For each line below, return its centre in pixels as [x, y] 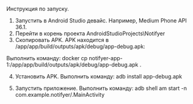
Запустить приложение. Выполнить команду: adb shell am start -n [101, 88]
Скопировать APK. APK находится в [62, 40]
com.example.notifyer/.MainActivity [60, 95]
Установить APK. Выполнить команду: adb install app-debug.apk [99, 76]
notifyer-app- [106, 58]
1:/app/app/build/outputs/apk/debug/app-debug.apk [72, 64]
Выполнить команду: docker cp [47, 58]
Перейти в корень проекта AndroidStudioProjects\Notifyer [90, 33]
